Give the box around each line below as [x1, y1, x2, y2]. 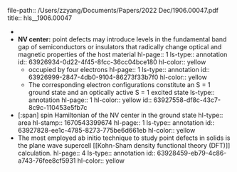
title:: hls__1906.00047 [7, 14, 73, 22]
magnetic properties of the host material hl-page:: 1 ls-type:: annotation [17, 50, 228, 59]
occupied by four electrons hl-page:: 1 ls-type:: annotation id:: [28, 66, 210, 74]
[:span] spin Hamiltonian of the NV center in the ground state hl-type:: [17, 111, 223, 119]
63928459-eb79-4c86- [157, 149, 227, 157]
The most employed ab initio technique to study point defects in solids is [17, 133, 231, 142]
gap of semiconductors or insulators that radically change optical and [17, 43, 222, 51]
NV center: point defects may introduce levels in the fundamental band [17, 35, 227, 44]
